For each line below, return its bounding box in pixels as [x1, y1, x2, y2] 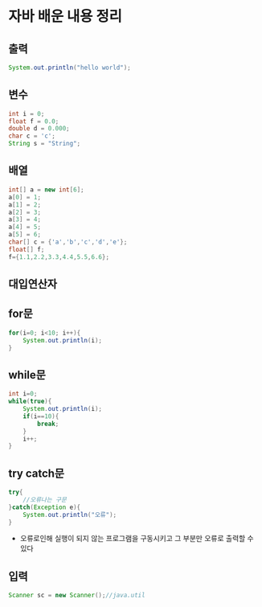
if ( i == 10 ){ [23, 412, 59, 420]
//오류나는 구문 [23, 495, 67, 503]
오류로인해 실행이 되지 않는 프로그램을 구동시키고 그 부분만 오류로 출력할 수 [19, 534, 255, 543]
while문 [8, 367, 47, 382]
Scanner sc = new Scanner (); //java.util [8, 592, 146, 600]
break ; [37, 420, 59, 428]
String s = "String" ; [8, 140, 81, 148]
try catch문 [8, 466, 65, 480]
